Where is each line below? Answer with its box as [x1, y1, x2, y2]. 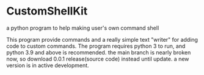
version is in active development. [6, 62, 90, 69]
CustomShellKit [6, 4, 88, 18]
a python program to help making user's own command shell [6, 24, 159, 31]
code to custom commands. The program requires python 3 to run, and [6, 42, 186, 50]
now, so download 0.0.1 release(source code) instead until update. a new [6, 55, 189, 62]
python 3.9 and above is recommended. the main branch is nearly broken [6, 48, 191, 56]
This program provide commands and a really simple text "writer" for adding [6, 36, 199, 43]
